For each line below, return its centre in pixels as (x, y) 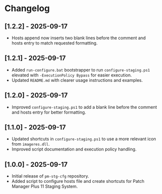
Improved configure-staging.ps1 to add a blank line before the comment (84, 107)
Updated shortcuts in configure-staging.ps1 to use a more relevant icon (84, 139)
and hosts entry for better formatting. (49, 112)
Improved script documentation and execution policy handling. (74, 149)
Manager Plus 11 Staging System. (45, 186)
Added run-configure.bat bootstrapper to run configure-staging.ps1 (81, 70)
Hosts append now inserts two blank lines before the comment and (79, 38)
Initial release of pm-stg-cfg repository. (50, 176)
